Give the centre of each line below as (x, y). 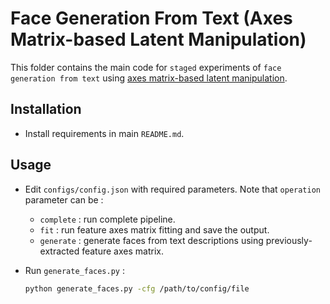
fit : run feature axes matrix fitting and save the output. (154, 229)
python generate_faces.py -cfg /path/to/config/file (137, 288)
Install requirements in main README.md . (104, 133)
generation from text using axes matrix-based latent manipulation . (149, 78)
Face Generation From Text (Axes (151, 18)
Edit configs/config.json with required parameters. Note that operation (172, 189)
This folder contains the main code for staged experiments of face (146, 67)
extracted (59, 251)
